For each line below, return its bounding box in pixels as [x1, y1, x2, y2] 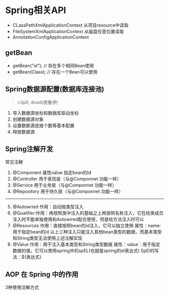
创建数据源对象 [12, 116, 44, 122]
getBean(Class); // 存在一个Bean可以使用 [12, 69, 98, 75]
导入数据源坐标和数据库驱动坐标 [12, 110, 79, 116]
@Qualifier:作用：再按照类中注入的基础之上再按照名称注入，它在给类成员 [12, 210, 163, 216]
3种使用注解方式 [5, 284, 39, 290]
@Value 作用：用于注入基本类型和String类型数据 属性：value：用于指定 [12, 241, 160, 247]
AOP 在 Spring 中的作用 [5, 270, 79, 278]
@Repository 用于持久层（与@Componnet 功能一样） [12, 189, 123, 195]
